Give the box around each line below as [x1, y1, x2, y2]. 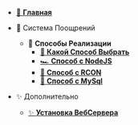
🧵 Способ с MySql [39, 76, 103, 86]
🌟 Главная [15, 8, 52, 17]
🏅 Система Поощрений [15, 23, 95, 32]
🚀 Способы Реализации [27, 38, 112, 48]
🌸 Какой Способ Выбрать [39, 47, 130, 56]
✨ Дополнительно [15, 92, 79, 101]
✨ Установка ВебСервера [27, 108, 119, 117]
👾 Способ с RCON [39, 68, 102, 77]
